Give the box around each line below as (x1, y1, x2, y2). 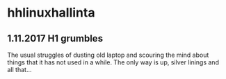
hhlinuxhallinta (7, 5, 95, 21)
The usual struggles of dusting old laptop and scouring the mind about (7, 51, 209, 59)
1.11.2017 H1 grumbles (7, 33, 103, 44)
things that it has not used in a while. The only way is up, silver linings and (7, 58, 219, 67)
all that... (7, 66, 32, 73)
